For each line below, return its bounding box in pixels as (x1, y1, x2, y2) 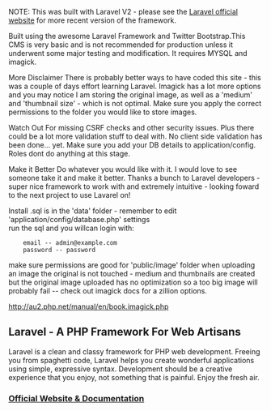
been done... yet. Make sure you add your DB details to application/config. (8, 140, 256, 149)
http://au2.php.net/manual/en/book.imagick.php (8, 302, 169, 311)
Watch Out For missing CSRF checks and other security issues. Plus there (8, 123, 255, 132)
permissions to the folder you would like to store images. (8, 107, 197, 117)
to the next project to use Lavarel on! (8, 191, 131, 199)
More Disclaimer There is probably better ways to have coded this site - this (8, 73, 261, 82)
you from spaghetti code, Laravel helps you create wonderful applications (8, 355, 255, 365)
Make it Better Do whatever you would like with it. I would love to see (8, 165, 237, 173)
